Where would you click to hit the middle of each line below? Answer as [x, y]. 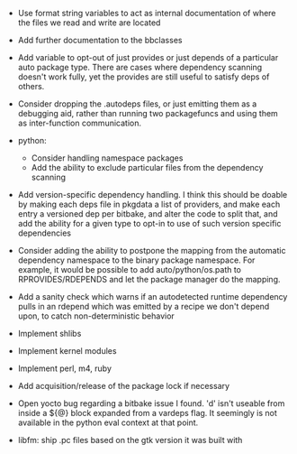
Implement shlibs [49, 334]
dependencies [45, 233]
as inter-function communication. [80, 123]
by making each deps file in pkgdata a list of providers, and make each [149, 204]
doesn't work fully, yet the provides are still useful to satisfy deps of [144, 77]
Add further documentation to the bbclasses [100, 40]
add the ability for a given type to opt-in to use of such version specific [149, 223]
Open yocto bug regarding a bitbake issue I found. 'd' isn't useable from [151, 403]
